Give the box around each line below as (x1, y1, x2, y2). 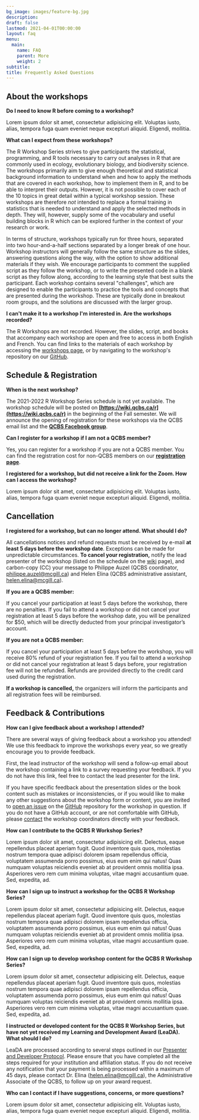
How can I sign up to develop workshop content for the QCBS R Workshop (6, 955, 192, 962)
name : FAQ (17, 48, 42, 53)
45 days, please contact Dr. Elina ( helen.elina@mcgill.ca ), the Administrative (6, 1071, 193, 1078)
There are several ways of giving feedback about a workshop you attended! (6, 735, 192, 743)
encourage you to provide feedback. (6, 748, 96, 755)
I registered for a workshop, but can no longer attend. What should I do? (6, 527, 187, 534)
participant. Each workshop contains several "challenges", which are (6, 280, 174, 287)
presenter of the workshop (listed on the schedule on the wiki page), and (6, 557, 185, 564)
